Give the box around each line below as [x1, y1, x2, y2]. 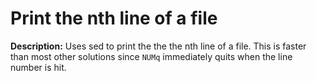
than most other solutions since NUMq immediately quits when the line [10, 50, 293, 62]
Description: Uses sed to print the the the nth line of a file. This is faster [10, 40, 307, 52]
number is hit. [10, 61, 67, 73]
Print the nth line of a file [10, 7, 218, 30]
